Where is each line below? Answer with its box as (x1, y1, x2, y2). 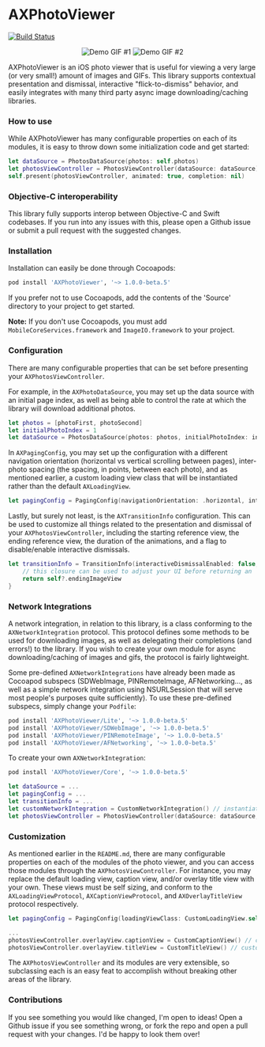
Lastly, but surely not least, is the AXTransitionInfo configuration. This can (8, 511, 251, 521)
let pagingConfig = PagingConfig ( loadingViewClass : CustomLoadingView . (8, 914, 248, 923)
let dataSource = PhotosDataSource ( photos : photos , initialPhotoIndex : (8, 434, 248, 442)
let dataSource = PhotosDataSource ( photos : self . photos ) (8, 157, 200, 165)
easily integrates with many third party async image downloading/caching (8, 87, 248, 97)
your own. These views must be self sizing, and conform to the (8, 882, 213, 892)
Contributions (8, 995, 63, 1006)
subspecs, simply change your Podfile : (8, 701, 136, 711)
